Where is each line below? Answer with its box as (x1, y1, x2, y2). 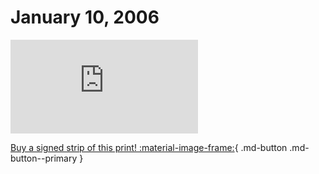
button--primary (10, 152, 78, 164)
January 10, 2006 (10, 6, 160, 29)
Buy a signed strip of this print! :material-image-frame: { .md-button (10, 141, 288, 153)
